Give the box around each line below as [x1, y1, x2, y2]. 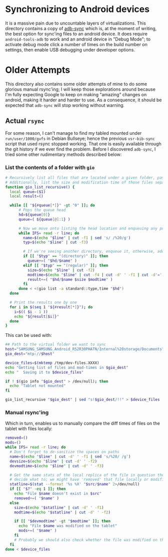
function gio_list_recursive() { [5, 184, 75, 190]
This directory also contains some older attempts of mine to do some [5, 81, 147, 87]
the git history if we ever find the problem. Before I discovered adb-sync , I [5, 146, 156, 152]
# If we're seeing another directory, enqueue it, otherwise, [23, 249, 155, 254]
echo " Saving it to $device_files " [5, 369, 84, 375]
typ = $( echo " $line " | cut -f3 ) [23, 240, 88, 245]
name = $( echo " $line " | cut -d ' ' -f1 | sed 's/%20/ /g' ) [9, 454, 131, 459]
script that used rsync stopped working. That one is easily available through [5, 140, 161, 146]
